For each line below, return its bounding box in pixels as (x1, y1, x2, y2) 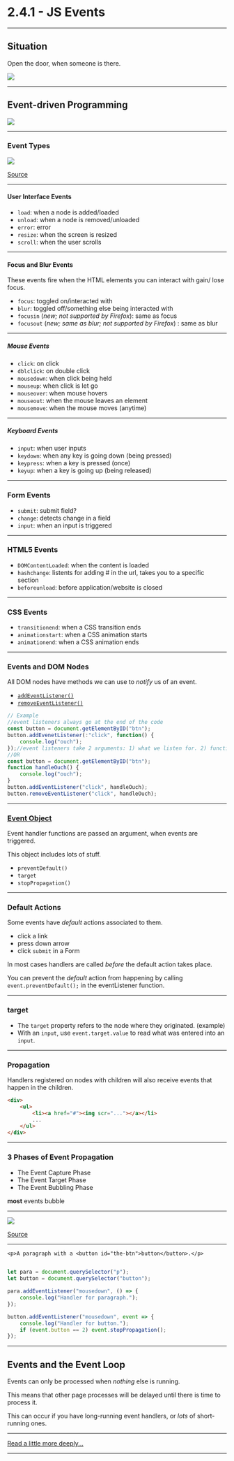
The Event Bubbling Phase (17, 1183, 93, 1191)
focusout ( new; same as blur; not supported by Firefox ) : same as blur (17, 319, 218, 328)
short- (197, 1412, 215, 1420)
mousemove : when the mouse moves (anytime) (17, 404, 147, 412)
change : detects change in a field (17, 514, 111, 522)
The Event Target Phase (17, 1175, 86, 1184)
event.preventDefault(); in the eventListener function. (7, 981, 165, 989)
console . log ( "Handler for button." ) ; (19, 1320, 130, 1327)
